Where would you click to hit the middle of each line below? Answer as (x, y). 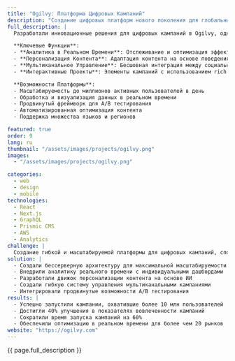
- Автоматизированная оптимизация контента (78, 110)
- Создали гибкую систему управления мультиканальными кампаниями (112, 285)
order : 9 (20, 136)
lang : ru (20, 142)
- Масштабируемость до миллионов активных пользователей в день (109, 91)
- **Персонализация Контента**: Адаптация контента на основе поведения (122, 59)
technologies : (28, 200)
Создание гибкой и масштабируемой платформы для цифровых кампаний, (115, 252)
